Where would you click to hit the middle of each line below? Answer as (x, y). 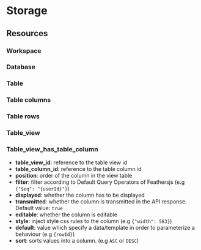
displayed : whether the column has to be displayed (80, 195)
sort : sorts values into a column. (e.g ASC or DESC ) (77, 241)
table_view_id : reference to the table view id (71, 162)
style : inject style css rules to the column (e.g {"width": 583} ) (93, 221)
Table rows (23, 116)
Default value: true (39, 208)
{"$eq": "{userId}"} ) (42, 189)
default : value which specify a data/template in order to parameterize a (105, 228)
